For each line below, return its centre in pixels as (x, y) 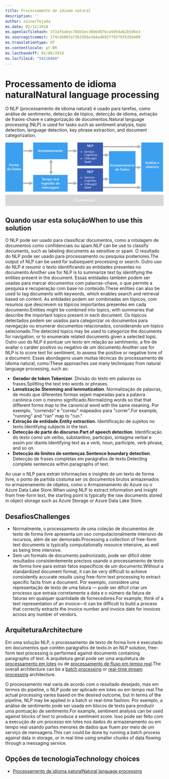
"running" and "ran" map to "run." (48, 416)
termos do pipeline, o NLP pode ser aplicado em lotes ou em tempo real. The (84, 689)
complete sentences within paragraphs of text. (61, 464)
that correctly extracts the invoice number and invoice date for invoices (87, 609)
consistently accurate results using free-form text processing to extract (87, 577)
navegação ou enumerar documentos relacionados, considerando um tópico (84, 326)
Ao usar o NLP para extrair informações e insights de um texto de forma (80, 474)
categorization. (21, 136)
